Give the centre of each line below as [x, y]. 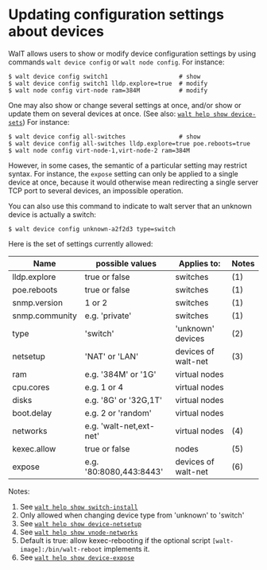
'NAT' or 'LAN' [112, 356]
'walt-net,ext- [128, 425]
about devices [56, 31]
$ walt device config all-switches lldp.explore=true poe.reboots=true [129, 143]
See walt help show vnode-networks [79, 532]
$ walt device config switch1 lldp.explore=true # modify [108, 83]
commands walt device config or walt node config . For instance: [116, 62]
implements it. [127, 549]
